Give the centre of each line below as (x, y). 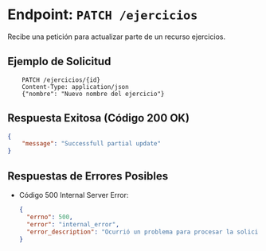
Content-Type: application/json (75, 87)
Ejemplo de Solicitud (59, 62)
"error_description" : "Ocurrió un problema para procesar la (130, 232)
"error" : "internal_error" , (73, 224)
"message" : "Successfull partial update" (91, 144)
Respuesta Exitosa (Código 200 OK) (99, 118)
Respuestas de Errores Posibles (88, 176)
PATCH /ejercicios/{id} (61, 80)
